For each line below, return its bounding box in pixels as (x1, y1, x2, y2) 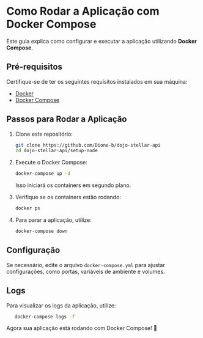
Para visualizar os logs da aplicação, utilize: (6, 301, 116, 309)
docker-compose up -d (15, 171, 70, 177)
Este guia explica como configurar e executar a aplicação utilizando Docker (6, 37, 197, 45)
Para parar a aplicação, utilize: (15, 216, 92, 224)
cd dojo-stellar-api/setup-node (15, 148, 98, 154)
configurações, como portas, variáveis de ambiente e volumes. (6, 268, 165, 275)
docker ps (15, 205, 41, 211)
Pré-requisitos (6, 62, 63, 72)
